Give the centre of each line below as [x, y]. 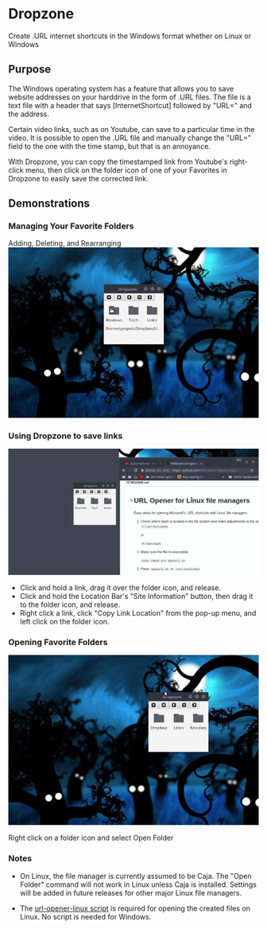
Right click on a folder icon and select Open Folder [91, 838]
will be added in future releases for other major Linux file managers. [131, 892]
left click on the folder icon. [64, 621]
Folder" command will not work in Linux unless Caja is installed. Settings [138, 884]
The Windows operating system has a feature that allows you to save [121, 88]
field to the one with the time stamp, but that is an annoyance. [109, 146]
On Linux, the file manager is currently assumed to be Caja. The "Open [135, 876]
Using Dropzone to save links [66, 436]
